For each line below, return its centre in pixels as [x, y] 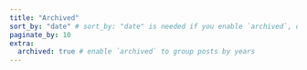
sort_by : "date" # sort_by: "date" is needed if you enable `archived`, [151, 26]
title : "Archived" [44, 18]
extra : [22, 43]
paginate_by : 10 [40, 35]
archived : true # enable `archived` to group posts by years [137, 52]
